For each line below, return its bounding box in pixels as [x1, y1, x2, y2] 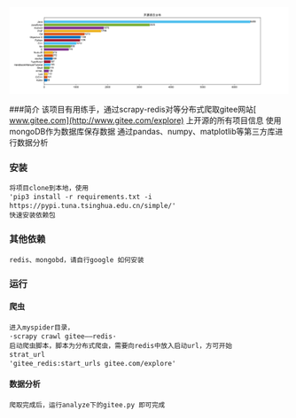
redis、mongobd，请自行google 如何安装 [9, 255, 144, 264]
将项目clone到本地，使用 [9, 184, 89, 193]
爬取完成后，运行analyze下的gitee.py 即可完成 [9, 400, 166, 409]
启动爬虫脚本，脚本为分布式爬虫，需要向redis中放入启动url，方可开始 [9, 341, 233, 350]
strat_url [9, 350, 46, 359]
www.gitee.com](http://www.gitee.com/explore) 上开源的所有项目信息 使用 [9, 115, 282, 126]
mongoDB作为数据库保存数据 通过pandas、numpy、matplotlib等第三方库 [9, 127, 276, 136]
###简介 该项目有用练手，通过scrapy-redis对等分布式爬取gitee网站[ [9, 104, 257, 114]
